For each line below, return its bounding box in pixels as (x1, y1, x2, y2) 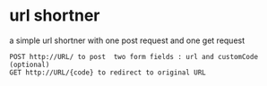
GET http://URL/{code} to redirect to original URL (9, 68, 206, 77)
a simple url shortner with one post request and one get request (9, 35, 245, 46)
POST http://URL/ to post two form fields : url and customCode (9, 52, 258, 61)
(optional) (9, 60, 50, 69)
